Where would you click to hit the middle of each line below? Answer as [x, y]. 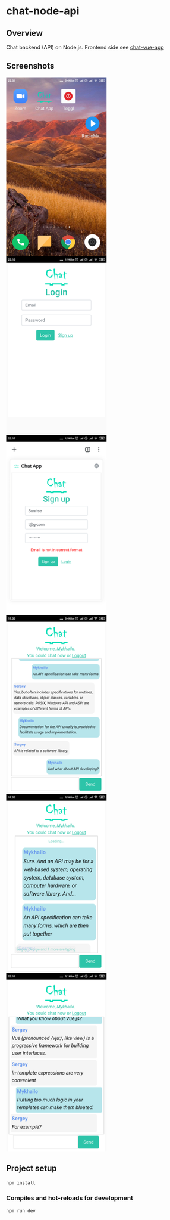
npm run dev [21, 1211]
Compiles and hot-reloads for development [70, 1198]
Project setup [32, 1168]
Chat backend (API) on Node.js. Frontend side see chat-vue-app [85, 47]
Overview [25, 33]
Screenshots [30, 66]
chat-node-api [43, 11]
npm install [21, 1183]
